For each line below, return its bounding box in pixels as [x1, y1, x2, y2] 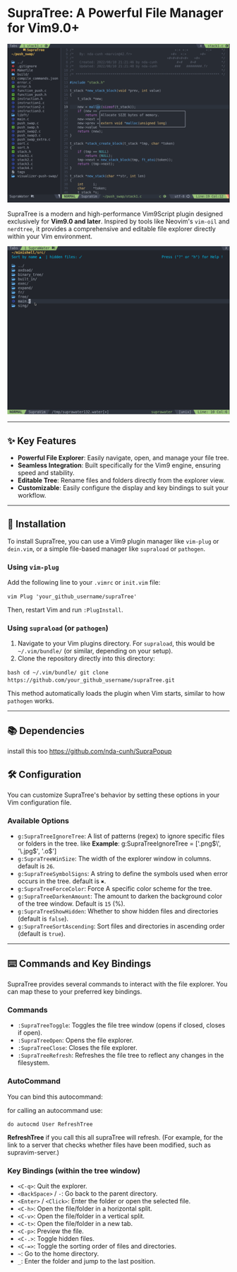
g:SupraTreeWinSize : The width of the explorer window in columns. [17, 854, 212, 863]
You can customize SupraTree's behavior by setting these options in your [7, 790, 220, 800]
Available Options [7, 815, 69, 825]
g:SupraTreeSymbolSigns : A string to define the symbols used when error [17, 870, 228, 878]
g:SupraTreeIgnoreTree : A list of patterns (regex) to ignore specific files [17, 832, 225, 841]
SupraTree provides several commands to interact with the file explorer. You [7, 980, 228, 988]
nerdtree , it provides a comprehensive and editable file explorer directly [7, 225, 217, 233]
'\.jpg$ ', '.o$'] [17, 847, 57, 856]
